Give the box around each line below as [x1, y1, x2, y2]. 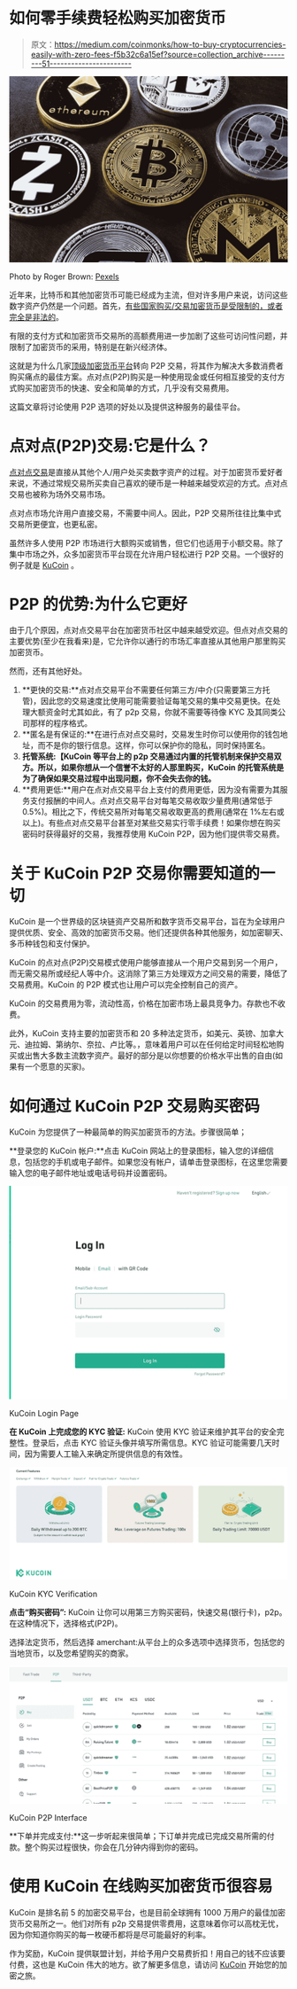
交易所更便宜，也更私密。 [9, 519, 103, 529]
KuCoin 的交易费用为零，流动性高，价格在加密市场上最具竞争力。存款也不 [9, 998, 278, 1009]
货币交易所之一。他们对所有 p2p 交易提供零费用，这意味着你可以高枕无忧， [9, 1918, 284, 1929]
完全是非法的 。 [9, 311, 64, 322]
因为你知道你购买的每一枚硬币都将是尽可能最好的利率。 [9, 1930, 210, 1939]
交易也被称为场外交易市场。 [9, 488, 110, 499]
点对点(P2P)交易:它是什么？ [9, 435, 211, 456]
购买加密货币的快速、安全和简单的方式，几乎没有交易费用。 [16, 382, 234, 393]
